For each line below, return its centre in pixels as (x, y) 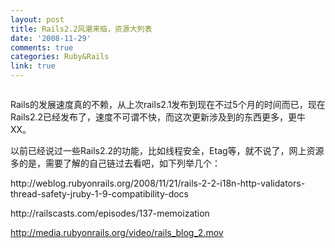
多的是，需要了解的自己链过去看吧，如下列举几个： (115, 163)
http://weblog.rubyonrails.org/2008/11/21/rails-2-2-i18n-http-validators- (158, 183)
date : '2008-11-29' (51, 38)
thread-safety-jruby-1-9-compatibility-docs (100, 194)
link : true (33, 66)
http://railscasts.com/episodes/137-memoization (110, 213)
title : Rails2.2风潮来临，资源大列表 (81, 29)
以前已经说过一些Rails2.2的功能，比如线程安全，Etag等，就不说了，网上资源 (167, 150)
